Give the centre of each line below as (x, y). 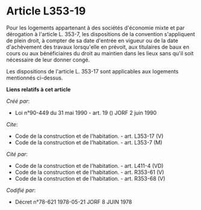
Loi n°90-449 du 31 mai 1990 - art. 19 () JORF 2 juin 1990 (86, 113)
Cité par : (17, 154)
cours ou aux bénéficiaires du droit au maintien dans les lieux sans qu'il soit (100, 53)
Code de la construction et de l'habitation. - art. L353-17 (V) (89, 136)
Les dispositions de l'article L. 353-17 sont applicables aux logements (92, 71)
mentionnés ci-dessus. (35, 78)
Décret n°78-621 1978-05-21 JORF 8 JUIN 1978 (73, 202)
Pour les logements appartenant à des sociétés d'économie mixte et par (95, 28)
